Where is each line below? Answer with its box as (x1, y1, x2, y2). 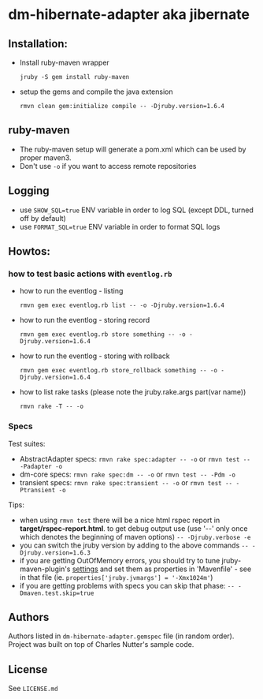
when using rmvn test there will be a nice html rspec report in (19, 515, 220, 525)
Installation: (8, 37, 69, 50)
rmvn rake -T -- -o (19, 402, 84, 411)
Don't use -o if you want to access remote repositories (19, 161, 197, 170)
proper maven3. (19, 152, 72, 163)
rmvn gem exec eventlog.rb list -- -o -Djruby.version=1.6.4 (19, 301, 225, 309)
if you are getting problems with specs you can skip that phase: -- (19, 581, 235, 590)
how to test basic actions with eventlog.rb (8, 268, 172, 279)
